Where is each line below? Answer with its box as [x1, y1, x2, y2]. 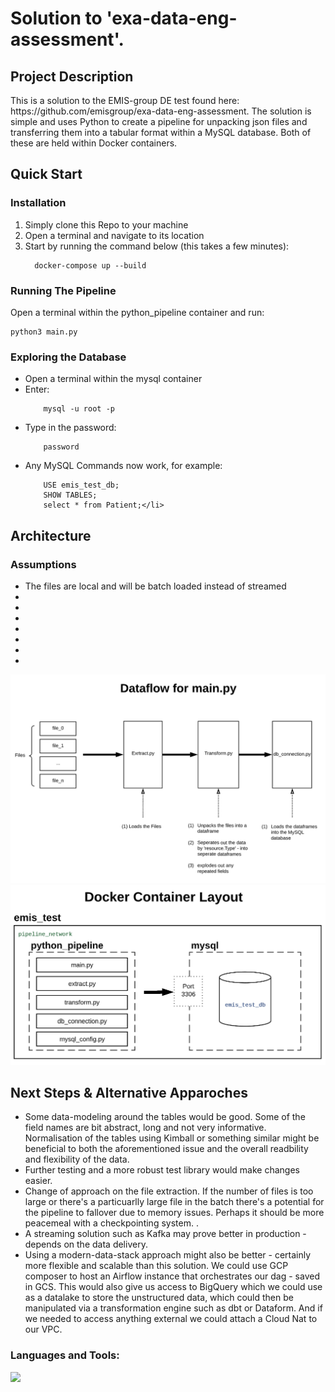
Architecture [10, 527, 92, 544]
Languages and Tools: [10, 1348, 120, 1362]
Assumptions [10, 557, 77, 571]
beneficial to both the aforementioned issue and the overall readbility [24, 1143, 309, 1155]
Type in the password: [24, 422, 117, 434]
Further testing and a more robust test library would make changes [24, 1164, 300, 1176]
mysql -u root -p [43, 404, 115, 414]
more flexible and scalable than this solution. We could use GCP [24, 1260, 289, 1272]
